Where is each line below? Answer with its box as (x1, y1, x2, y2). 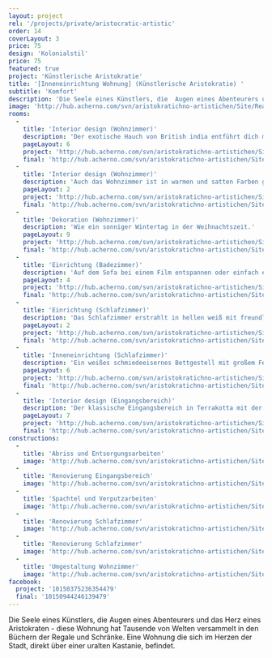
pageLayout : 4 (23, 276, 70, 284)
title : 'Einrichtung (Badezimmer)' (23, 260, 143, 269)
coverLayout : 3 (8, 34, 60, 43)
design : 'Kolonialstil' (8, 49, 89, 58)
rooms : (8, 110, 31, 118)
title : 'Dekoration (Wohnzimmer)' (23, 216, 139, 224)
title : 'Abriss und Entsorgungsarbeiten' (23, 449, 164, 458)
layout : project (8, 11, 63, 20)
